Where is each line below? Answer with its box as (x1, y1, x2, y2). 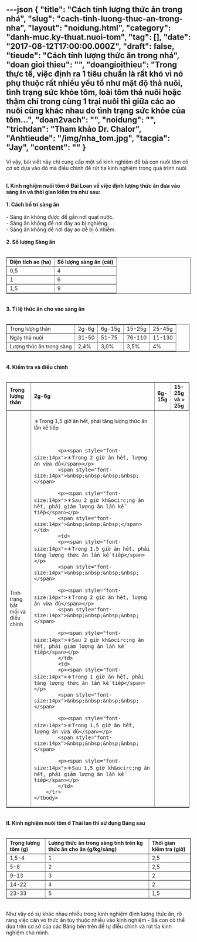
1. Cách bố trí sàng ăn (6, 201, 60, 208)
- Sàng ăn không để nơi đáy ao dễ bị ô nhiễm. (6, 226, 116, 233)
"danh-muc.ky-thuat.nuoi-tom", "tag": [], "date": (6, 32, 191, 42)
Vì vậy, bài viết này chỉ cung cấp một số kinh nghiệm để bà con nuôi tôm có (6, 158, 189, 165)
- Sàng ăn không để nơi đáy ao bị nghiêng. (6, 219, 109, 227)
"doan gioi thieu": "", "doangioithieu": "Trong (6, 60, 178, 70)
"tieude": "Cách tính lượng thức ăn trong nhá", (6, 51, 180, 61)
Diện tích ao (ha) (9, 258, 52, 265)
